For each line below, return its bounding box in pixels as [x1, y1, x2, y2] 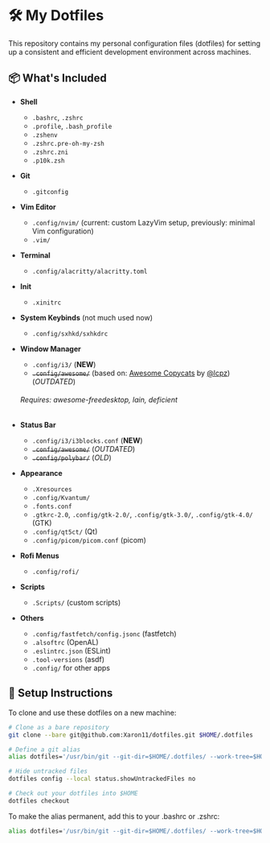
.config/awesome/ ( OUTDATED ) [31, 444, 136, 453]
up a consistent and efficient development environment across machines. [8, 47, 252, 56]
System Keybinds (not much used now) [19, 312, 153, 322]
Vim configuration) [31, 226, 94, 236]
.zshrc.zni [31, 148, 69, 156]
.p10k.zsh [31, 156, 66, 165]
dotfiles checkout [8, 796, 70, 805]
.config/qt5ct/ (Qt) [31, 527, 98, 536]
